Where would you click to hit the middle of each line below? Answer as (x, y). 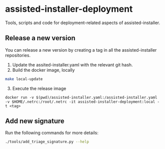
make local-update (24, 79)
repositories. (18, 55)
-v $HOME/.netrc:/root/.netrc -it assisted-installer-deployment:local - (82, 102)
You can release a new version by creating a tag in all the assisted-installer (81, 50)
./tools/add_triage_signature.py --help (47, 142)
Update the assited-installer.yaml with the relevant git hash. (72, 64)
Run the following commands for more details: (52, 133)
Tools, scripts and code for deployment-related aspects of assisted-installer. (83, 23)
